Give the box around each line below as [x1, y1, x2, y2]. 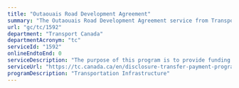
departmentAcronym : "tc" [7, 37, 81, 44]
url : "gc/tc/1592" [7, 23, 62, 31]
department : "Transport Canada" [7, 30, 103, 38]
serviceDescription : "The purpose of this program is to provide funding [7, 57, 231, 64]
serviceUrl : [7, 63, 43, 70]
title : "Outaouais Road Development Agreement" [7, 10, 152, 18]
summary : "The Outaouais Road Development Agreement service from [7, 17, 208, 24]
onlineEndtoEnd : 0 [7, 50, 62, 57]
